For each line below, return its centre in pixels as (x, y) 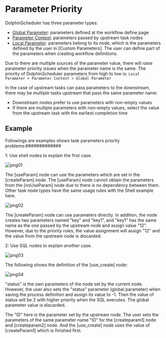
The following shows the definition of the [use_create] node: (66, 265)
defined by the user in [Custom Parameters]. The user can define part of (86, 48)
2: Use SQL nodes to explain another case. (49, 245)
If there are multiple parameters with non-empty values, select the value (86, 108)
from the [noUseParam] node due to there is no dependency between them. (83, 185)
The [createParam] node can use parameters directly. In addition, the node (81, 215)
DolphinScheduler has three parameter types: (51, 23)
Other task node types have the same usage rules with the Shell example (79, 190)
